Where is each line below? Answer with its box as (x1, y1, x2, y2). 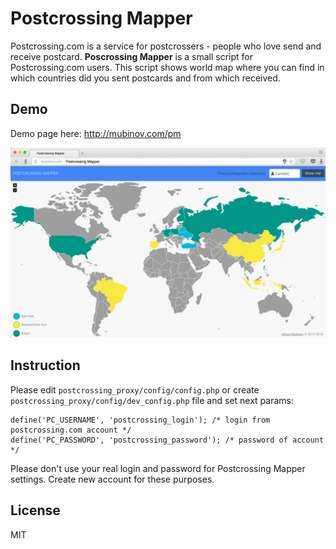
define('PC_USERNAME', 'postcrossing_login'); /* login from (10, 415, 271, 425)
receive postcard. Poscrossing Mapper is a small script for (10, 50, 254, 62)
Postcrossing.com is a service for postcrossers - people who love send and (10, 40, 322, 52)
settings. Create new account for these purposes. (10, 473, 215, 485)
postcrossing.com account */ (10, 425, 132, 435)
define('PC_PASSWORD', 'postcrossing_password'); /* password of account (10, 435, 325, 445)
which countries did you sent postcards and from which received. (10, 72, 281, 84)
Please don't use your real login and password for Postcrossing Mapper (10, 462, 306, 474)
